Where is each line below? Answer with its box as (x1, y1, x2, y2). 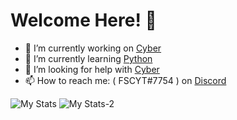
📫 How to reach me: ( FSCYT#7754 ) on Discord (24, 74, 227, 86)
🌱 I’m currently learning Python (24, 52, 153, 64)
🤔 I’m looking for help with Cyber (24, 63, 160, 75)
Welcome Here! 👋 (10, 9, 157, 32)
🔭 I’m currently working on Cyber (24, 42, 162, 54)
